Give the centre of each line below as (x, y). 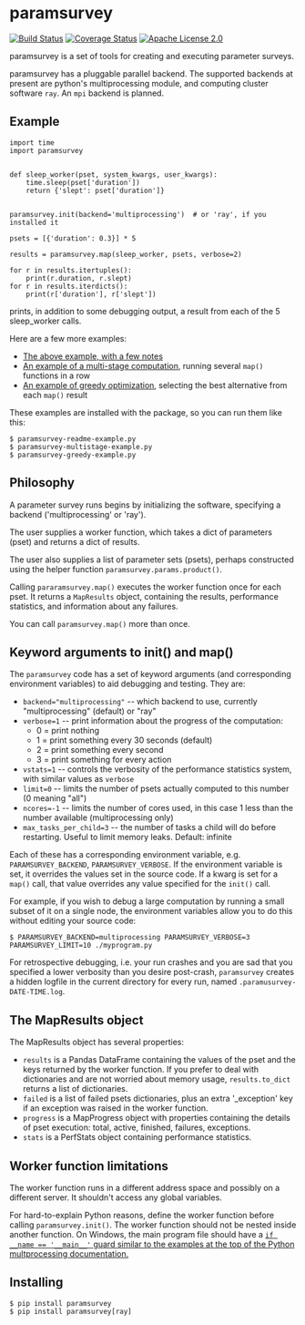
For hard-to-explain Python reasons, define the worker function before (142, 1215)
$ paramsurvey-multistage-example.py (81, 447)
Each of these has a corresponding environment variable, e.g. (125, 855)
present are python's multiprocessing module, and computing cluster (139, 83)
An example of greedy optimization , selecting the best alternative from (155, 385)
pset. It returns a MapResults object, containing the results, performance (144, 596)
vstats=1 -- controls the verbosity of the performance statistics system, (157, 769)
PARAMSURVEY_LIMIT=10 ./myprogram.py (81, 946)
